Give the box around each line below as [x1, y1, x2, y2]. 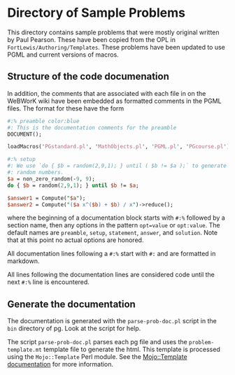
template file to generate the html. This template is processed [43, 345, 220, 354]
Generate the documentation [7, 298, 136, 310]
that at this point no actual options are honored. [7, 236, 144, 244]
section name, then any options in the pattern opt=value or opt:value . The [7, 221, 220, 229]
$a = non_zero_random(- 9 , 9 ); [7, 175, 96, 183]
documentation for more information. [7, 360, 114, 369]
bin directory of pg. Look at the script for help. [7, 324, 141, 333]
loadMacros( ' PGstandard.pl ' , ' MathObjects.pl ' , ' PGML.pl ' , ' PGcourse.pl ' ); [7, 143, 233, 150]
